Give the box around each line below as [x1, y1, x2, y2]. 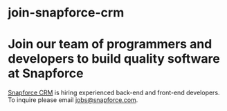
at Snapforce [8, 65, 84, 81]
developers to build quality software [8, 51, 220, 67]
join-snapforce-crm [8, 5, 125, 21]
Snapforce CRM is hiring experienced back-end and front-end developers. [8, 88, 220, 97]
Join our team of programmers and [8, 37, 212, 52]
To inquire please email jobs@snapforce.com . [8, 96, 138, 104]
